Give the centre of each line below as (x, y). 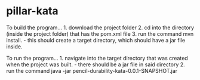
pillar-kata (32, 11)
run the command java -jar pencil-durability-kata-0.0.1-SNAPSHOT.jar (92, 70)
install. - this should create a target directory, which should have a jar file (96, 40)
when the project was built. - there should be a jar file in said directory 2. (96, 64)
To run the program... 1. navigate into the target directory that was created (97, 58)
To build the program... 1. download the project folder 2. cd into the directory (100, 27)
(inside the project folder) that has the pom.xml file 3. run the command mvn (100, 33)
